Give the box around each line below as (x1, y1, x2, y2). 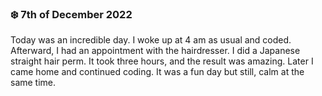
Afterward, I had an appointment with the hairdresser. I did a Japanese (10, 45, 301, 57)
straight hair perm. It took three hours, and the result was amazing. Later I (10, 55, 314, 67)
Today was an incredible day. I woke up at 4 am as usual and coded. (10, 34, 292, 46)
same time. (10, 77, 57, 89)
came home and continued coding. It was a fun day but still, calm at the (10, 66, 305, 78)
